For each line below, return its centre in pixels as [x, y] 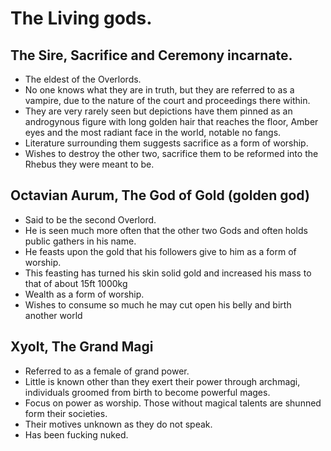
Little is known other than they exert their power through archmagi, [162, 381]
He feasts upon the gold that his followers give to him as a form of [160, 251]
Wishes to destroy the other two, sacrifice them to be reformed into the [171, 153]
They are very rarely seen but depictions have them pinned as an [158, 111]
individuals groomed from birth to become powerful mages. [147, 392]
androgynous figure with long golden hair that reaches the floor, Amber [171, 121]
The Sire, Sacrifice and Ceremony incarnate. [151, 55]
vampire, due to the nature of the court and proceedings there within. [167, 100]
